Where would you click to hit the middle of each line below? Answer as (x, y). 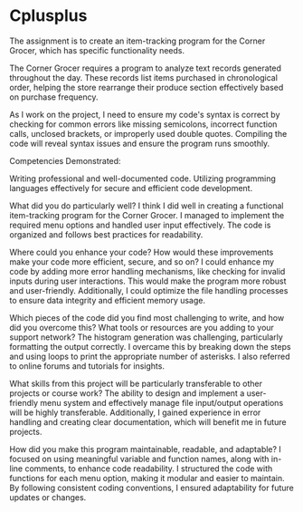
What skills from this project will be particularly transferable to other (136, 383)
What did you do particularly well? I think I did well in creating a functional (147, 206)
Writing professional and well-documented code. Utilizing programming (142, 179)
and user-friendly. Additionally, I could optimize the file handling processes (149, 290)
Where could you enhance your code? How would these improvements (142, 252)
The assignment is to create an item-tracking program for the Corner (137, 41)
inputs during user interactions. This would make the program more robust (148, 281)
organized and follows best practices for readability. (106, 234)
